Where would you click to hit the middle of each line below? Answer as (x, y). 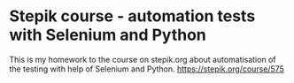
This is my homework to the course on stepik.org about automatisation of (143, 59)
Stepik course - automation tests (132, 16)
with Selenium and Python (108, 35)
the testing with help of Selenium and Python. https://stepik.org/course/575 (147, 69)
